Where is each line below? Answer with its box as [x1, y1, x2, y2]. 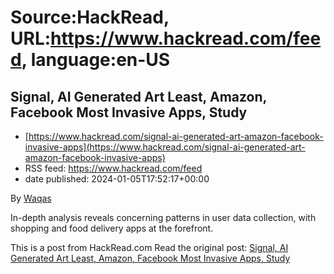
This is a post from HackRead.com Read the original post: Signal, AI [10, 242, 289, 253]
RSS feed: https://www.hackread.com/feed [24, 162, 203, 174]
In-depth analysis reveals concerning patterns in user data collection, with [10, 212, 317, 223]
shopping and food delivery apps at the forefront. [10, 222, 214, 234]
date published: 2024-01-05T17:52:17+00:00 [24, 173, 210, 185]
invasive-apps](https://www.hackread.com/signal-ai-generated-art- [24, 141, 306, 153]
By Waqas [10, 192, 52, 204]
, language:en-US [21, 49, 171, 71]
